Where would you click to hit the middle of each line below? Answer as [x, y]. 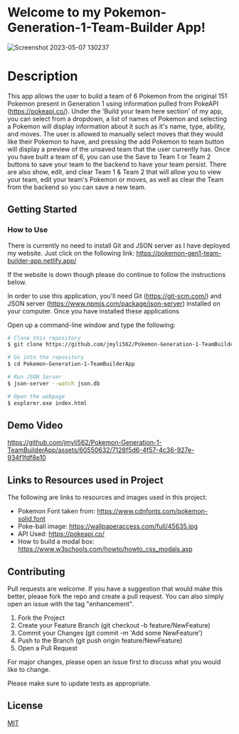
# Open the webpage [36, 396]
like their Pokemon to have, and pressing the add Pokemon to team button [116, 141]
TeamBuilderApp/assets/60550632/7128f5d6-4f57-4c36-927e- [101, 450]
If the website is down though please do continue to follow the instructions [117, 274]
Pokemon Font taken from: [57, 511]
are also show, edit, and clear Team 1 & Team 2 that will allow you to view [115, 171]
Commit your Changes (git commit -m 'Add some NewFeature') [110, 633]
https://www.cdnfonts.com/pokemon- [153, 511]
